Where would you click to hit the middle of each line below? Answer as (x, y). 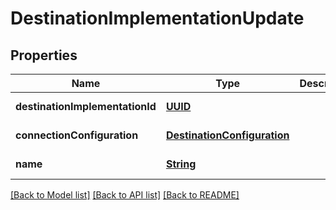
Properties (44, 55)
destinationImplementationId (86, 106)
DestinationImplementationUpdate (157, 18)
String (181, 164)
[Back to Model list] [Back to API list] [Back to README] (125, 195)
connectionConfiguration (77, 135)
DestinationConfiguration (227, 135)
